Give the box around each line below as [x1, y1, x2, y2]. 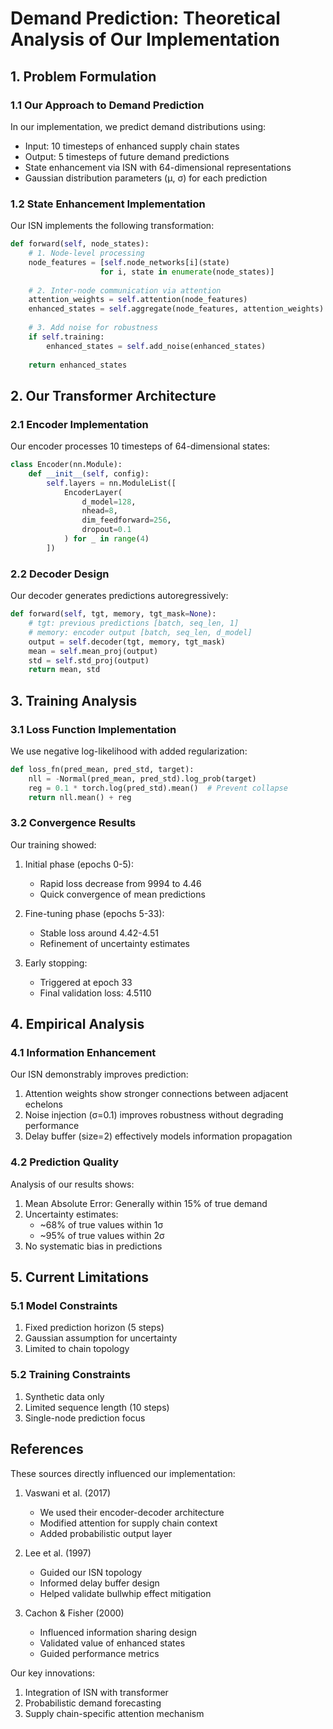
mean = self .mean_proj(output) [28, 646, 159, 656]
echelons [24, 1098, 63, 1111]
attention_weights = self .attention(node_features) [28, 295, 248, 305]
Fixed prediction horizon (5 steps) [24, 1322, 165, 1334]
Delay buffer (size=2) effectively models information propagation [24, 1130, 293, 1142]
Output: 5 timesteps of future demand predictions [24, 150, 230, 162]
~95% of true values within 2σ [39, 1229, 165, 1241]
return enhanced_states [28, 360, 128, 370]
